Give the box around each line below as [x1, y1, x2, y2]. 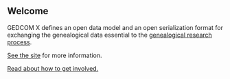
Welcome [7, 5, 49, 17]
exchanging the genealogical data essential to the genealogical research [7, 31, 213, 39]
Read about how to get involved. [7, 64, 99, 72]
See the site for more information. [7, 51, 102, 59]
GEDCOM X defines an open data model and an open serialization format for [7, 23, 223, 31]
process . [7, 37, 32, 46]
